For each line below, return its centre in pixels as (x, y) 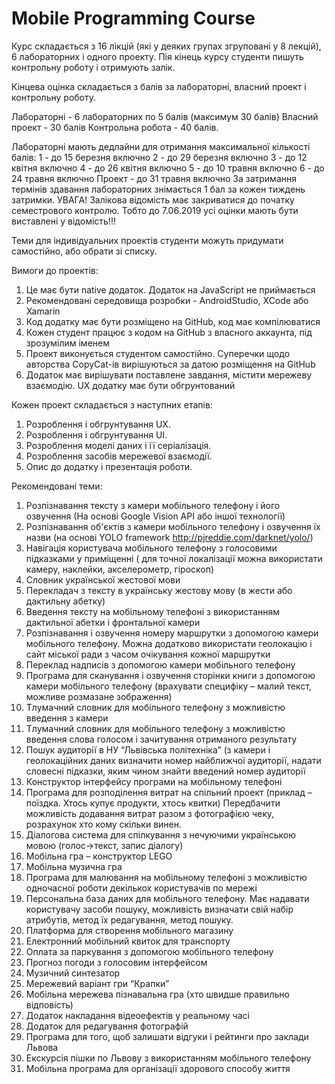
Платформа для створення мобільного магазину (129, 930)
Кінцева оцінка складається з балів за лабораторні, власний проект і (159, 86)
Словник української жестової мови (103, 579)
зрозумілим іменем (67, 343)
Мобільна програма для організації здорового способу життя (158, 1068)
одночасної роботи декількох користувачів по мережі (141, 888)
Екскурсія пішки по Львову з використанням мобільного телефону (168, 1058)
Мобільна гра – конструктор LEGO (99, 856)
